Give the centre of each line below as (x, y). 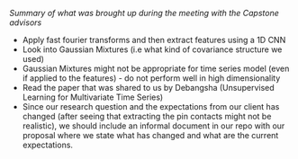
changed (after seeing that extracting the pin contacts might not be (147, 116)
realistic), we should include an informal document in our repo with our (154, 126)
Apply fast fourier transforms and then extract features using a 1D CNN (154, 40)
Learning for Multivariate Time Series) (93, 97)
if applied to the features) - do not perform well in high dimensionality (151, 78)
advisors (26, 22)
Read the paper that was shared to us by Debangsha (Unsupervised (148, 88)
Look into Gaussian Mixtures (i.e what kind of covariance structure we (152, 49)
